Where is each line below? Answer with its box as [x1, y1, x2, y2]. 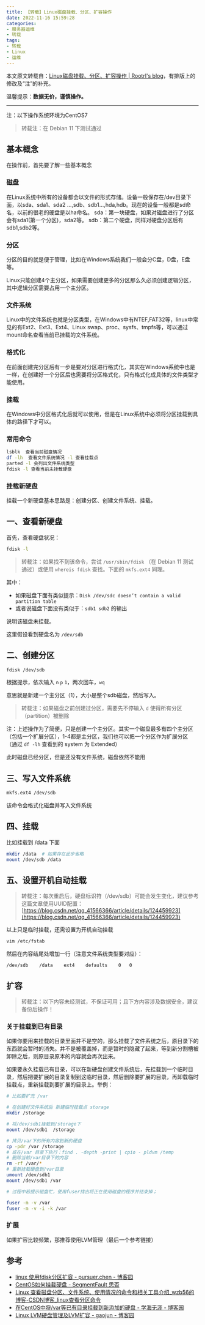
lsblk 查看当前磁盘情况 [6, 449, 62, 455]
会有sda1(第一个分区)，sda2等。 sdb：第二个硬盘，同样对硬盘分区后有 [6, 216, 184, 223]
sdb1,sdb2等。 [6, 224, 43, 231]
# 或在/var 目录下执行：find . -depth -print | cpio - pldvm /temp [6, 1149, 174, 1155]
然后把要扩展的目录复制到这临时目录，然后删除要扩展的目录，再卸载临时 [16, 1073, 199, 1081]
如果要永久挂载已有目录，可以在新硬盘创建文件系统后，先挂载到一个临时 [6, 1066, 188, 1073]
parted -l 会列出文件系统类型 [6, 460, 75, 466]
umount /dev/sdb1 [6, 1172, 51, 1178]
